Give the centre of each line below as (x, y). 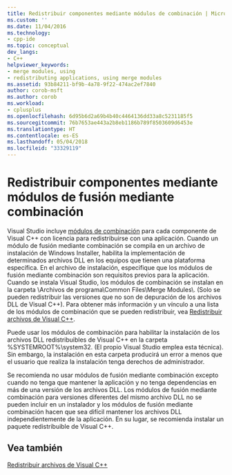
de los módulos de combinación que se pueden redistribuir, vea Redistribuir (115, 311)
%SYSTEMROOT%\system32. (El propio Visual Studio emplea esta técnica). (115, 347)
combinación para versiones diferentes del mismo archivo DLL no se (105, 397)
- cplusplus (24, 110)
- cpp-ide (21, 39)
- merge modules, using (41, 71)
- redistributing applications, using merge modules (85, 78)
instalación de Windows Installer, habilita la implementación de (96, 253)
